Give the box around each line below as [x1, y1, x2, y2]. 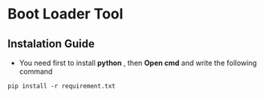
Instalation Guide [7, 37, 96, 51]
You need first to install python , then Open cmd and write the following [18, 58, 258, 67]
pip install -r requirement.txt [7, 82, 116, 90]
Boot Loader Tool [7, 5, 124, 23]
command [18, 67, 53, 76]
